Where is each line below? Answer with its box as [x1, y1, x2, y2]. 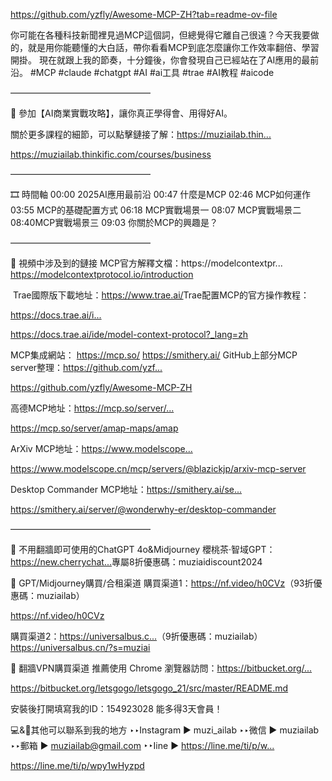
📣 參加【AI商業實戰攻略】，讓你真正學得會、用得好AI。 [10, 107, 233, 119]
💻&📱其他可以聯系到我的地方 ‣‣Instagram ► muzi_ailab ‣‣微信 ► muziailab [10, 724, 320, 736]
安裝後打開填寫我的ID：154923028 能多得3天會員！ [10, 703, 223, 714]
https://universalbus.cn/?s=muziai [10, 642, 151, 653]
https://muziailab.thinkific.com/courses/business [10, 149, 212, 160]
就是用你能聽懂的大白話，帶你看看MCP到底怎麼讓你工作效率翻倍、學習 [27, 42, 320, 53]
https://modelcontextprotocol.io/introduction [10, 269, 194, 280]
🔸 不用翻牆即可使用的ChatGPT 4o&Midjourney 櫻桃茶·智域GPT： [10, 544, 276, 555]
